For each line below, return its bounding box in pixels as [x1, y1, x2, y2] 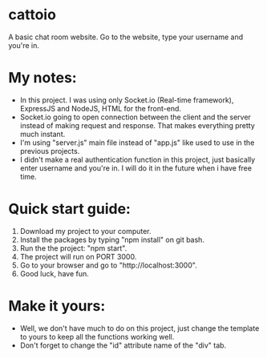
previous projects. [19, 146, 80, 155]
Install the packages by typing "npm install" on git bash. [19, 235, 204, 244]
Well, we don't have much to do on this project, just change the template [19, 323, 260, 333]
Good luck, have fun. [19, 268, 90, 278]
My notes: [8, 69, 78, 87]
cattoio [8, 6, 56, 24]
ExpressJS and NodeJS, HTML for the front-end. [19, 103, 182, 113]
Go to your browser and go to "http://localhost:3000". [19, 260, 198, 270]
